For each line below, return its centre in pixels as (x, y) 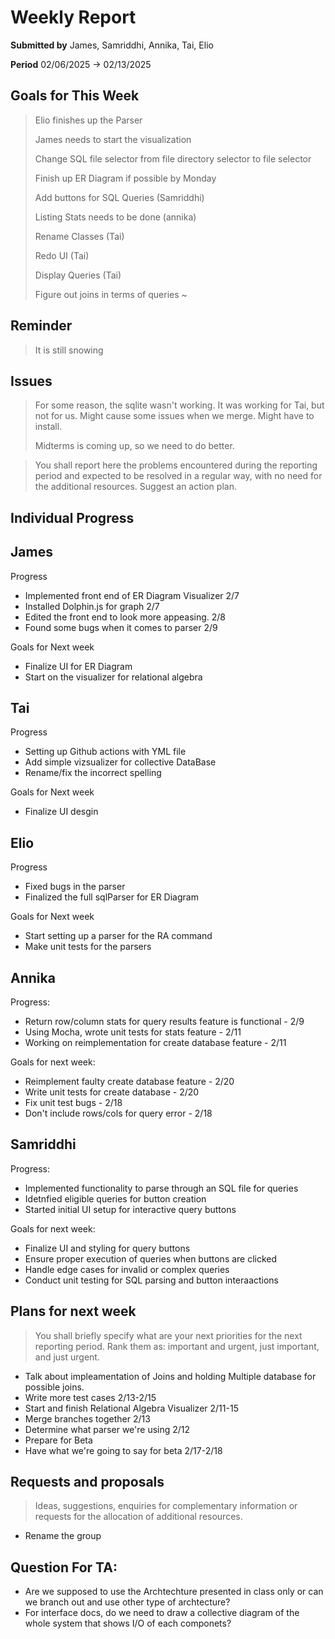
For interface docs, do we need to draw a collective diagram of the (162, 1613)
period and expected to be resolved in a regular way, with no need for (178, 476)
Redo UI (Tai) (62, 255)
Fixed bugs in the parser (75, 887)
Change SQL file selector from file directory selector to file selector (173, 158)
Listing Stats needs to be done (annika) (115, 217)
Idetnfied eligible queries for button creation (115, 1198)
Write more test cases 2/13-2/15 (90, 1397)
